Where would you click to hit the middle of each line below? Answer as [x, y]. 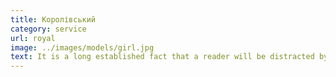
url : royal [33, 38]
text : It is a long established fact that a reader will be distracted [162, 57]
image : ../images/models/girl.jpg [82, 47]
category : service [48, 29]
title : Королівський [53, 19]
